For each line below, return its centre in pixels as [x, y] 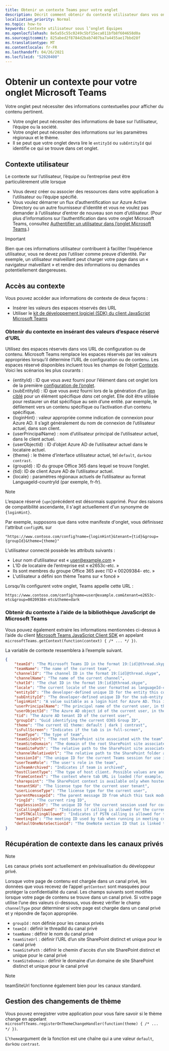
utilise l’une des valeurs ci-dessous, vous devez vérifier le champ [73, 902]
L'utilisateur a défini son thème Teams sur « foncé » [66, 576]
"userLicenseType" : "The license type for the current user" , [81, 791]
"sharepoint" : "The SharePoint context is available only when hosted [90, 782]
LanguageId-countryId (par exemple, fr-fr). [57, 482]
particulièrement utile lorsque [36, 182]
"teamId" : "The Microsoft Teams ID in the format [67, 664]
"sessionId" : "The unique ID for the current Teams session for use [88, 758]
